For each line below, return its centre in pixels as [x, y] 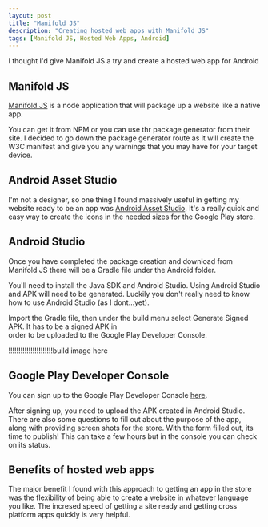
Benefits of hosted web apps [81, 470]
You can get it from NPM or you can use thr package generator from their [129, 130]
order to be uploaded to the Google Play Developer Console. [108, 334]
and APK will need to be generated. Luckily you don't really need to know [129, 294]
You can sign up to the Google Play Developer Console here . [108, 395]
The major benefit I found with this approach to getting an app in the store [130, 489]
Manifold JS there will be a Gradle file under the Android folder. [112, 270]
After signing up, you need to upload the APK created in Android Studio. [127, 411]
